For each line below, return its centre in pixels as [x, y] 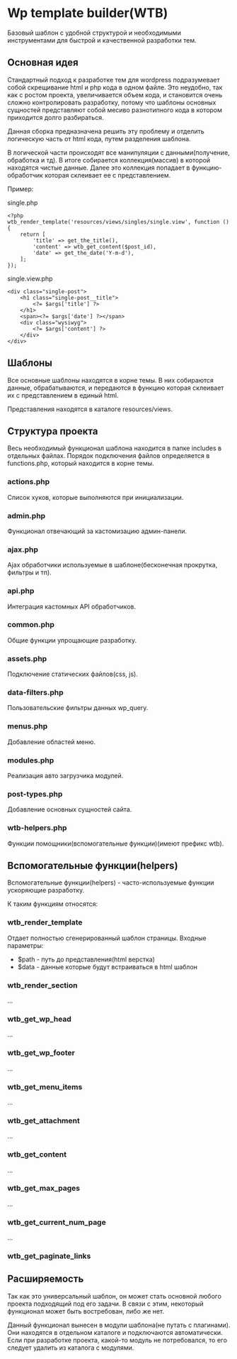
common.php [31, 625]
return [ [33, 234]
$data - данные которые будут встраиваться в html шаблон [108, 966]
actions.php [29, 482]
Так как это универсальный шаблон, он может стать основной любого [114, 1296]
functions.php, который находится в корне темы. [81, 464]
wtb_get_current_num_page [57, 1222]
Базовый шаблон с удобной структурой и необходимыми [94, 33]
